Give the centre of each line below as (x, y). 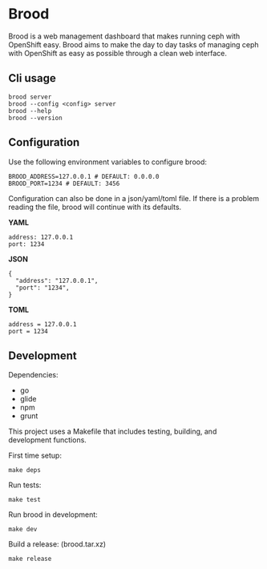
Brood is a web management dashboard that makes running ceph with (124, 36)
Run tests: (25, 485)
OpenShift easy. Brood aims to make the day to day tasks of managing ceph (133, 44)
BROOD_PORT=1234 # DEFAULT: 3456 (64, 184)
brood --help (30, 111)
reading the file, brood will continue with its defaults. (95, 207)
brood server (30, 97)
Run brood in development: (53, 515)
